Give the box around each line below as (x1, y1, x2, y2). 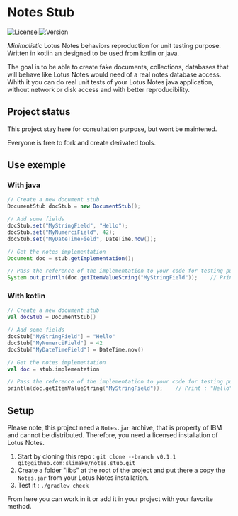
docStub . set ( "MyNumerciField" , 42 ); (7, 228, 115, 236)
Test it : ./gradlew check (17, 481, 89, 490)
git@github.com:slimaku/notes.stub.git (17, 460, 136, 467)
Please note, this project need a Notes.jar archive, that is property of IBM (7, 423, 222, 432)
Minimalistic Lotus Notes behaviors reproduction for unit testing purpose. (7, 41, 222, 50)
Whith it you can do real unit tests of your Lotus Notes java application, (7, 77, 214, 86)
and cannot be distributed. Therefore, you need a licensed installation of (7, 431, 218, 439)
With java (7, 180, 41, 190)
